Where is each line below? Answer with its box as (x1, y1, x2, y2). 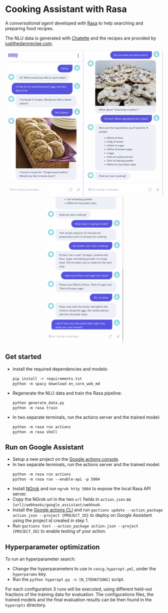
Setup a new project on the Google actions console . (12, 456, 119, 462)
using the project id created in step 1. (12, 517, 89, 524)
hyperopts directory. (5, 602, 46, 608)
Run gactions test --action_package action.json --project (12, 523, 138, 529)
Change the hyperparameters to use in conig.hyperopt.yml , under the (12, 566, 156, 572)
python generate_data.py (12, 400, 64, 405)
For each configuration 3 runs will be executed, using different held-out (5, 586, 152, 592)
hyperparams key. (12, 571, 47, 577)
